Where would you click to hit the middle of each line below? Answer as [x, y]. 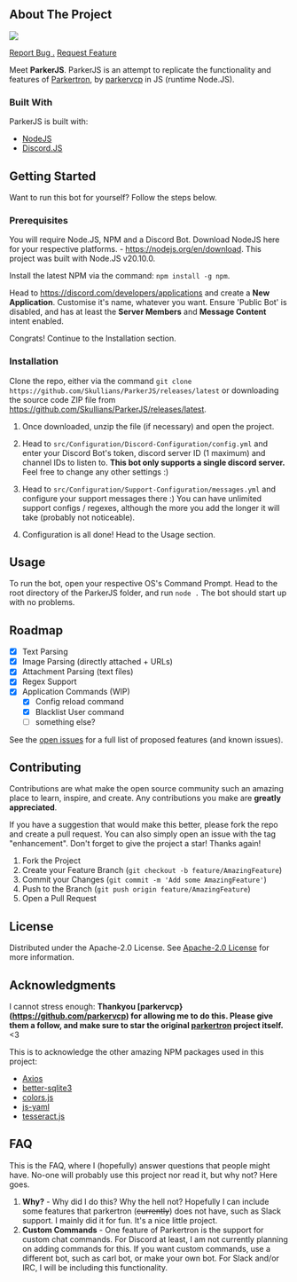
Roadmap [36, 630]
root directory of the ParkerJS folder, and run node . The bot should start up [148, 593]
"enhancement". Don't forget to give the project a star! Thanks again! [135, 844]
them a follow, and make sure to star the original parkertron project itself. [146, 1026]
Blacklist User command [80, 712]
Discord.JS [42, 148]
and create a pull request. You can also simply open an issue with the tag [143, 834]
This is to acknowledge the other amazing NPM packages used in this [137, 1052]
